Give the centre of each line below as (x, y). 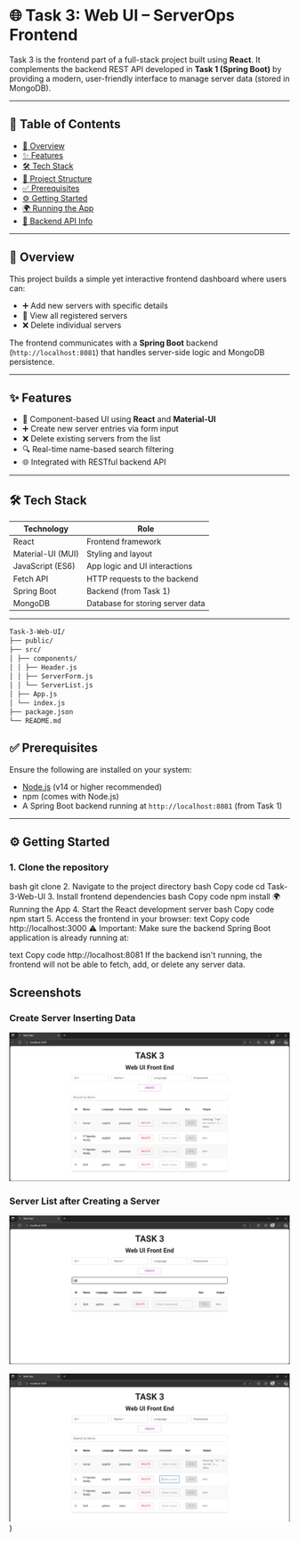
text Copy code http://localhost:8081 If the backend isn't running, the (136, 955)
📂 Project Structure (57, 178)
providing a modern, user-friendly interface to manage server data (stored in (149, 78)
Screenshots (45, 992)
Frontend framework (124, 541)
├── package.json (41, 712)
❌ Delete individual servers (72, 325)
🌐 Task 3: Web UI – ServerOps (122, 16)
